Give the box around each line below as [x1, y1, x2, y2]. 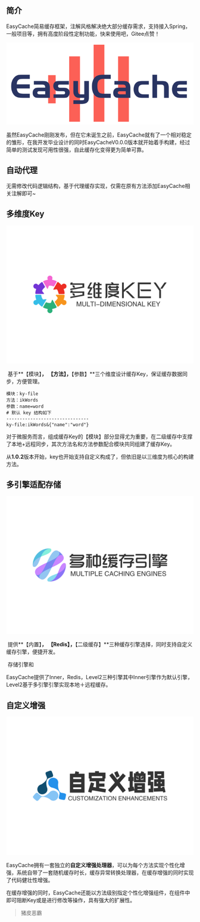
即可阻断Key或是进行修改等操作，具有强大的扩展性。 [6, 897, 136, 904]
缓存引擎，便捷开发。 [6, 648, 58, 655]
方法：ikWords [6, 397, 39, 403]
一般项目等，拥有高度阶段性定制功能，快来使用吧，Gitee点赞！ [6, 30, 160, 37]
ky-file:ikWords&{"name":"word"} [6, 421, 89, 428]
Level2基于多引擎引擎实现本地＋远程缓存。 [6, 681, 111, 688]
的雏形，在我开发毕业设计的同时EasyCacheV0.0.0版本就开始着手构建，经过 [6, 138, 190, 146]
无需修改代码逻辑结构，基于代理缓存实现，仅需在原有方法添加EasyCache [6, 182, 186, 189]
